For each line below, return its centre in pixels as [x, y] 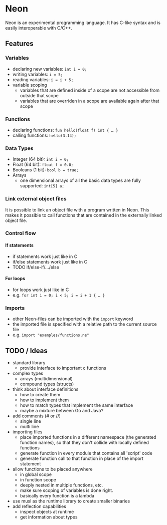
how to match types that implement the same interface [76, 405]
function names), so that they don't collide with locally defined [85, 442]
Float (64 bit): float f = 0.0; [43, 165]
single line [30, 421]
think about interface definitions [45, 389]
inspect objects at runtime [47, 511]
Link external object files [36, 199]
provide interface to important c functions [63, 368]
